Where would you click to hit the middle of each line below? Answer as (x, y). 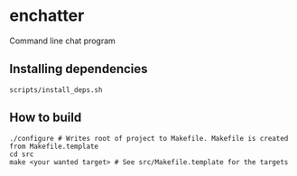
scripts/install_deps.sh (56, 90)
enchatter (47, 16)
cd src (22, 154)
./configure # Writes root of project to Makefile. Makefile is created (149, 138)
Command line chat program (62, 41)
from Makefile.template (54, 146)
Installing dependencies (79, 69)
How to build (46, 118)
